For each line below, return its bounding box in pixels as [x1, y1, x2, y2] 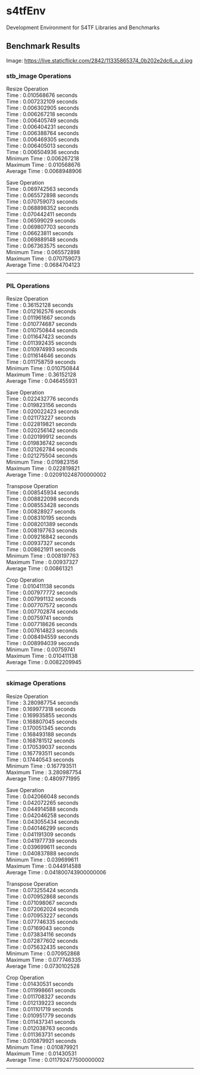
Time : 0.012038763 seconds [6, 1024, 78, 1032]
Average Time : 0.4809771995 [6, 775, 80, 782]
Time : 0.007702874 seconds [6, 608, 79, 615]
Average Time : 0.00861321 [6, 565, 73, 572]
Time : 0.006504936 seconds [6, 149, 79, 156]
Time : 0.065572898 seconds [6, 192, 79, 199]
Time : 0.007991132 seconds [6, 595, 77, 602]
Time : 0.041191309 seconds [6, 830, 76, 837]
